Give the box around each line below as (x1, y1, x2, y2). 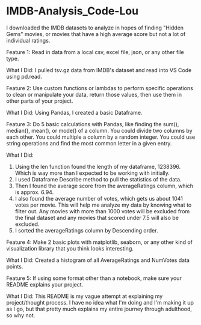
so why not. (6, 311, 36, 319)
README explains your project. (6, 281, 84, 288)
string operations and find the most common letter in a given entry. (6, 139, 172, 147)
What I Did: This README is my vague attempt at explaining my (6, 293, 163, 300)
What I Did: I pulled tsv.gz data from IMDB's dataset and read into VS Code (6, 66, 192, 73)
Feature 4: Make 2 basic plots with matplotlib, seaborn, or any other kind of (6, 238, 193, 246)
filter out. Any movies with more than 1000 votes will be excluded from (14, 207, 190, 214)
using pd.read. (6, 73, 42, 80)
